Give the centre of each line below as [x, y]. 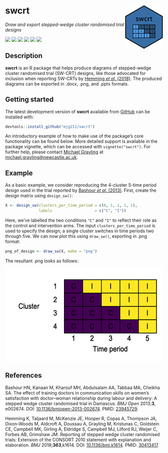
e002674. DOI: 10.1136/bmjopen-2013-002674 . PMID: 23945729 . [72, 409]
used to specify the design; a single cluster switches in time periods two [79, 231]
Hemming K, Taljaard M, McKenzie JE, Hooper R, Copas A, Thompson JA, [81, 418]
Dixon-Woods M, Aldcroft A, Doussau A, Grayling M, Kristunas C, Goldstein [82, 424]
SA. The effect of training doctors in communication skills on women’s [77, 393]
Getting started [29, 100]
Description [24, 56]
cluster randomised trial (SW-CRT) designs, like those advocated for [75, 73]
